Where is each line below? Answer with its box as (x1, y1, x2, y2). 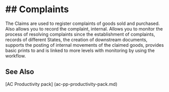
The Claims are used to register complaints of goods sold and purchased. (5, 20, 160, 26)
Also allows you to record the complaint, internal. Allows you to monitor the (5, 25, 163, 32)
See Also (5, 68, 34, 76)
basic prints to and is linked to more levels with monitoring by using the (5, 47, 155, 53)
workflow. (5, 52, 26, 59)
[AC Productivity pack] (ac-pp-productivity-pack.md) (5, 81, 117, 87)
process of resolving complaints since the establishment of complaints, (5, 31, 155, 37)
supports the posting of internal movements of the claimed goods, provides (5, 42, 164, 48)
